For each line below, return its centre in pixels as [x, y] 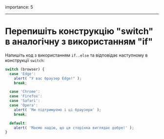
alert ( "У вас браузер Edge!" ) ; [48, 78]
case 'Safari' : [25, 101]
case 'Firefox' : [26, 96]
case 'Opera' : [24, 105]
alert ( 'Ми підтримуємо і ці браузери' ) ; [58, 110]
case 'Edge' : [23, 74]
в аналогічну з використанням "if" [79, 42]
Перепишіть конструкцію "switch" [79, 31]
